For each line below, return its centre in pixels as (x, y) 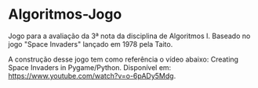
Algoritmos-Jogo (65, 14)
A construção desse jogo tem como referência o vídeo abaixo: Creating (124, 59)
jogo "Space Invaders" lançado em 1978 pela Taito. (91, 44)
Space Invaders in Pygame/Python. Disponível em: (90, 67)
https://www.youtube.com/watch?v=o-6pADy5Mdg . (92, 76)
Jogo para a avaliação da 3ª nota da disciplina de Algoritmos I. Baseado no (129, 36)
